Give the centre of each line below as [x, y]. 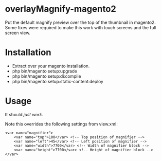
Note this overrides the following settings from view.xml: [62, 124]
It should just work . [24, 114]
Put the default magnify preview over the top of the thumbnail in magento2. [80, 22]
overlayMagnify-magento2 [61, 9]
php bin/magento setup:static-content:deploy [58, 81]
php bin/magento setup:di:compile [46, 76]
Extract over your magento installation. [51, 66]
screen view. [18, 33]
